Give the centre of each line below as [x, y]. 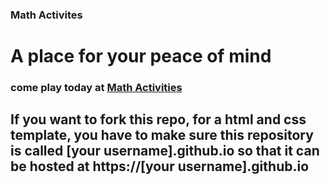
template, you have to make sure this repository [162, 135]
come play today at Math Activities [96, 88]
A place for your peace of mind [141, 56]
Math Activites [46, 15]
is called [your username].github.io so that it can [165, 151]
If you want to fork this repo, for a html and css [158, 119]
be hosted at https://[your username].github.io [160, 166]
